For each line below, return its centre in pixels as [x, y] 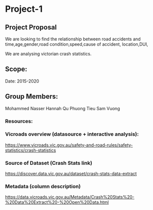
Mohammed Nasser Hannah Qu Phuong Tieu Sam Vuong [63, 108]
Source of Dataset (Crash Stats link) [49, 163]
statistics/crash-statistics [31, 150]
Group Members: [32, 97]
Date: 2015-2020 [22, 81]
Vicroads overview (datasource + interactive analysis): [72, 134]
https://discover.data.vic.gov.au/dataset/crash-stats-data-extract [71, 174]
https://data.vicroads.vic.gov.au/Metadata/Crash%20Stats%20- [70, 197]
